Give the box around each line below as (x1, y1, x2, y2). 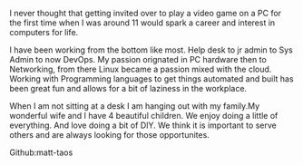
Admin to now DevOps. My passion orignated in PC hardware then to (9, 54, 268, 64)
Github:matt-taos (9, 147, 73, 158)
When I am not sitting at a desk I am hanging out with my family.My (9, 101, 260, 112)
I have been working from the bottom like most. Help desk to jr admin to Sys (9, 44, 293, 55)
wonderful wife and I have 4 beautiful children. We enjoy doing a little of (9, 111, 279, 121)
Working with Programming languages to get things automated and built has (9, 73, 294, 84)
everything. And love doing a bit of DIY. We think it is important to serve (9, 120, 277, 131)
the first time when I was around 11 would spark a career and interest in (9, 17, 276, 28)
